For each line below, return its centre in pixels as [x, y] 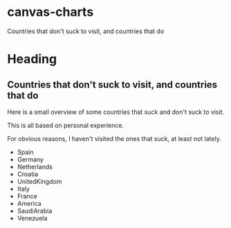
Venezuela [32, 218]
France [27, 196]
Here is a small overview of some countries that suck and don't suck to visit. [116, 112]
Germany [30, 159]
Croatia [28, 174]
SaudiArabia [35, 211]
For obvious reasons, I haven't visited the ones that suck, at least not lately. [114, 138]
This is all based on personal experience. [66, 125]
